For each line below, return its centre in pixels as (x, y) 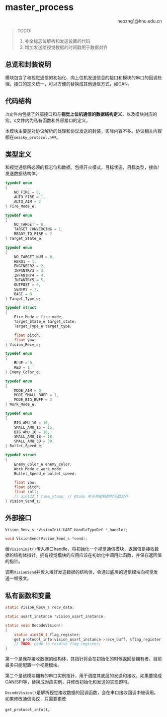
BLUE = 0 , (24, 363)
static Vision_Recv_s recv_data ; (40, 608)
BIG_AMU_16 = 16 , (32, 432)
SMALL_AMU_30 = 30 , (34, 441)
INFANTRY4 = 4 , (30, 276)
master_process (39, 7)
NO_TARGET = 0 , (30, 225)
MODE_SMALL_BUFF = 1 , (36, 395)
